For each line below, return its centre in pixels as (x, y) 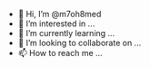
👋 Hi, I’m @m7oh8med (60, 14)
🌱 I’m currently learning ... (66, 33)
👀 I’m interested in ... (56, 24)
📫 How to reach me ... (60, 53)
